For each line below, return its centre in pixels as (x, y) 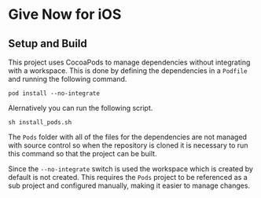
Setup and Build (48, 44)
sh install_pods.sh (40, 123)
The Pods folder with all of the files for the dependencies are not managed (128, 137)
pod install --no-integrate (54, 93)
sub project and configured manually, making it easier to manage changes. (129, 185)
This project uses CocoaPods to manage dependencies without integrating (129, 62)
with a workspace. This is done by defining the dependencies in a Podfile (128, 71)
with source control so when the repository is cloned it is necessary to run (128, 145)
